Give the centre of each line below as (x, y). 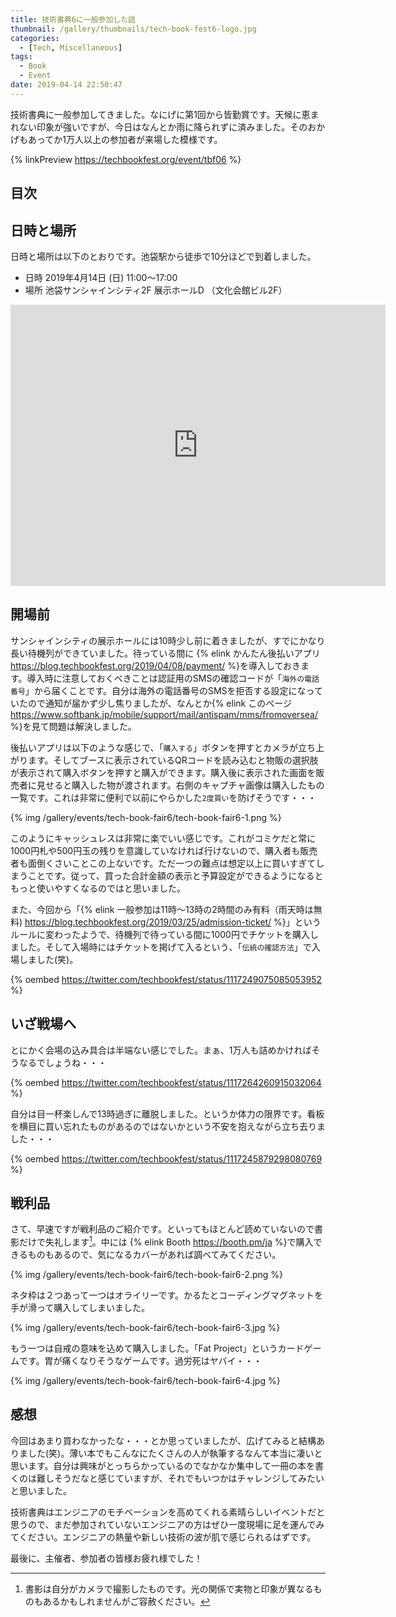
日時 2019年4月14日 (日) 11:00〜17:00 (101, 277)
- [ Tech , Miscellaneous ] (71, 47)
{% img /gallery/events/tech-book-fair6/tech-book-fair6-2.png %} (147, 1275)
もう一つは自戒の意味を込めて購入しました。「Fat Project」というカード (157, 1348)
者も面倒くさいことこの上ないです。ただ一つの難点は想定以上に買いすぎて (163, 863)
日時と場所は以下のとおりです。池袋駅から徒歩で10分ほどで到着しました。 (163, 256)
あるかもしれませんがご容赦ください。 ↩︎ (126, 1601)
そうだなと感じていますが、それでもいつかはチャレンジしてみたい (189, 1478)
